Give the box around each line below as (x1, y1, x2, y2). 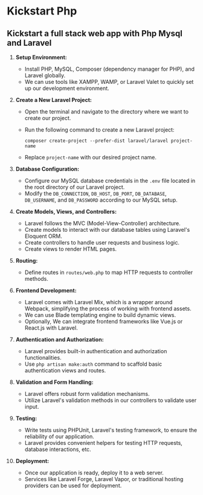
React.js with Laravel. (24, 324, 78, 331)
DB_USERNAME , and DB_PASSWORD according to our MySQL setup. (24, 196, 178, 203)
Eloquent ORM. (24, 232, 62, 240)
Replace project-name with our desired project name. (24, 154, 156, 161)
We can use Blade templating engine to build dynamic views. (24, 311, 176, 318)
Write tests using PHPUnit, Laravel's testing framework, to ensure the (24, 427, 198, 433)
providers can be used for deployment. (24, 482, 122, 489)
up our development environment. (24, 85, 109, 92)
